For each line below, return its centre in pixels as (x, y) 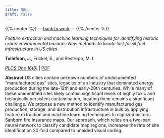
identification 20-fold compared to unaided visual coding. (64, 130)
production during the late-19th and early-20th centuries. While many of (79, 88)
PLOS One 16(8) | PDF (28, 68)
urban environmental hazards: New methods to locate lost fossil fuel (75, 43)
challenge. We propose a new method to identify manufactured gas (74, 104)
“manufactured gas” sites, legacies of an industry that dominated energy (79, 83)
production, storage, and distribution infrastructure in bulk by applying (77, 109)
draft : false (19, 14)
